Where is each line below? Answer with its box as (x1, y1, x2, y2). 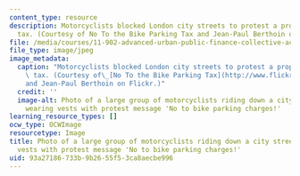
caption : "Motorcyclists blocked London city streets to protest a (17, 63, 274, 72)
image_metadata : (9, 54, 70, 63)
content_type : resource (9, 12, 98, 22)
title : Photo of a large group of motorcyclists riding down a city (9, 137, 270, 146)
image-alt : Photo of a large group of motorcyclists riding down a (17, 95, 274, 105)
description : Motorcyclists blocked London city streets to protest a (9, 21, 278, 30)
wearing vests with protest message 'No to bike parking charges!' (25, 104, 281, 113)
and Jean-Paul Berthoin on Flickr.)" (25, 79, 166, 88)
